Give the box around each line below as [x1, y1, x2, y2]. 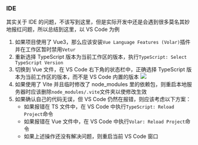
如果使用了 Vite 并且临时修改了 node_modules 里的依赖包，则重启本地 [14, 81, 187, 88]
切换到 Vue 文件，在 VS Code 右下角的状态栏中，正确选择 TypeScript [14, 66, 185, 73]
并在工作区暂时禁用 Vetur [14, 46, 76, 53]
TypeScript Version [14, 60, 64, 66]
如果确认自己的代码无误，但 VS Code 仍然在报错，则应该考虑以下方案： [14, 96, 191, 103]
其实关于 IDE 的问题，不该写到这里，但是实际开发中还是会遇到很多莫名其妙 [6, 18, 190, 26]
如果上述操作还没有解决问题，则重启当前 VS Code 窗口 [23, 133, 159, 140]
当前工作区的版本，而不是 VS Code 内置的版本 [25, 73, 139, 81]
